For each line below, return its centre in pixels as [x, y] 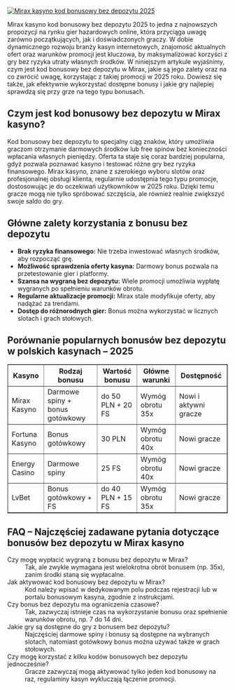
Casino [23, 472]
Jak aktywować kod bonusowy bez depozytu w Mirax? [86, 582]
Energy [23, 464]
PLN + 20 [117, 405]
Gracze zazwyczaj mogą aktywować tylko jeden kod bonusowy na [121, 672]
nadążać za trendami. [49, 303]
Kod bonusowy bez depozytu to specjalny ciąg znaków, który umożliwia [111, 141]
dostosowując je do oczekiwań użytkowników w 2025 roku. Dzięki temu [111, 186]
